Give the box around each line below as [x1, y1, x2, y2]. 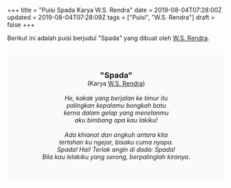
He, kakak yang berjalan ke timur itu [64, 94, 168, 102]
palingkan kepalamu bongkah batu [66, 102, 167, 109]
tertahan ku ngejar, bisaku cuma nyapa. [59, 138, 174, 146]
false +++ [7, 21, 35, 28]
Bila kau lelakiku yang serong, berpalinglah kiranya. [42, 153, 190, 161]
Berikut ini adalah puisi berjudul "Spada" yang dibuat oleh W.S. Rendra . [7, 34, 210, 42]
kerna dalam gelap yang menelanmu [63, 109, 169, 117]
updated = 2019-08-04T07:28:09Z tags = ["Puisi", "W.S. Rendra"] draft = [7, 13, 216, 21]
